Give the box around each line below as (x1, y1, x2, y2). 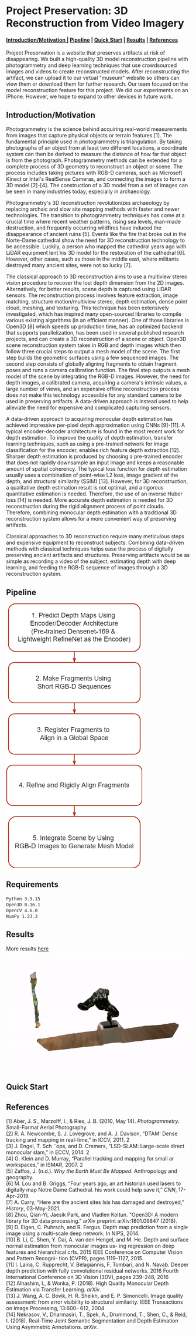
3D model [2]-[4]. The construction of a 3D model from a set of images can (6, 182, 188, 189)
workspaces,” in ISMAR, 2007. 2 (6, 1161, 83, 1169)
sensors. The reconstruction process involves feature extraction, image (6, 292, 178, 299)
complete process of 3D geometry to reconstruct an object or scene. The (6, 163, 183, 170)
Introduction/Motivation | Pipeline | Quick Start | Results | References (6, 36, 178, 43)
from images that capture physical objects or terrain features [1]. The (6, 132, 173, 139)
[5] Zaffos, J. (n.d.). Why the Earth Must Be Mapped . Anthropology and (6, 1168, 177, 1175)
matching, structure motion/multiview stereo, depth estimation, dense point (6, 298, 188, 305)
